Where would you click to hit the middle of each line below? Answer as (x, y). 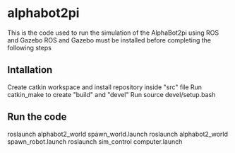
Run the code (37, 117)
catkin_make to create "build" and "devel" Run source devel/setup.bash (112, 94)
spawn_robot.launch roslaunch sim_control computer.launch (95, 141)
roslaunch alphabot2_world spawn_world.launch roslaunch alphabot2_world (117, 134)
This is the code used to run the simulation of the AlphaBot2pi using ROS (113, 33)
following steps (29, 47)
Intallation (30, 70)
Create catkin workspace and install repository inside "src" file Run (105, 87)
